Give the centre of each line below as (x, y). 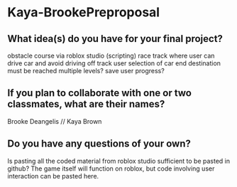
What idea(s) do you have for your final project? (115, 39)
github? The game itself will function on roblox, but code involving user (111, 169)
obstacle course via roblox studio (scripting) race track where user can (111, 55)
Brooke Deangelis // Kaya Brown (55, 121)
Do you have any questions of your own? (99, 144)
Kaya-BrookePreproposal (84, 12)
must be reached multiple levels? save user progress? (86, 71)
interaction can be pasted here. (53, 176)
